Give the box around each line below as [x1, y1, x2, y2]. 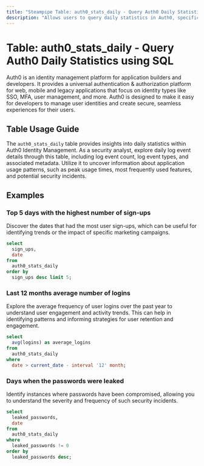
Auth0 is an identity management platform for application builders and [6, 74, 182, 81]
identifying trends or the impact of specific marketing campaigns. [6, 228, 170, 236]
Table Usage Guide [6, 124, 80, 134]
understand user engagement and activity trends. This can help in [6, 309, 171, 317]
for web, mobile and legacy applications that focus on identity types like [6, 86, 186, 94]
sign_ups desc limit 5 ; [12, 275, 72, 281]
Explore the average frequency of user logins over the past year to [6, 303, 173, 310]
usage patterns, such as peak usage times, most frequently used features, [6, 166, 192, 174]
